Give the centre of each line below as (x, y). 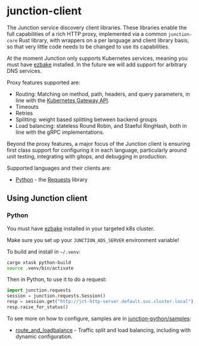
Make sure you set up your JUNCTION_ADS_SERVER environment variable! (93, 240)
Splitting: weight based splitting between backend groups (86, 119)
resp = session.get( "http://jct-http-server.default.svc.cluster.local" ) (100, 302)
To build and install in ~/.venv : (44, 252)
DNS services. (24, 71)
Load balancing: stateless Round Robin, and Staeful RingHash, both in (101, 125)
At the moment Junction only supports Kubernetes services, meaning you (97, 58)
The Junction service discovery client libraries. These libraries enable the (97, 27)
